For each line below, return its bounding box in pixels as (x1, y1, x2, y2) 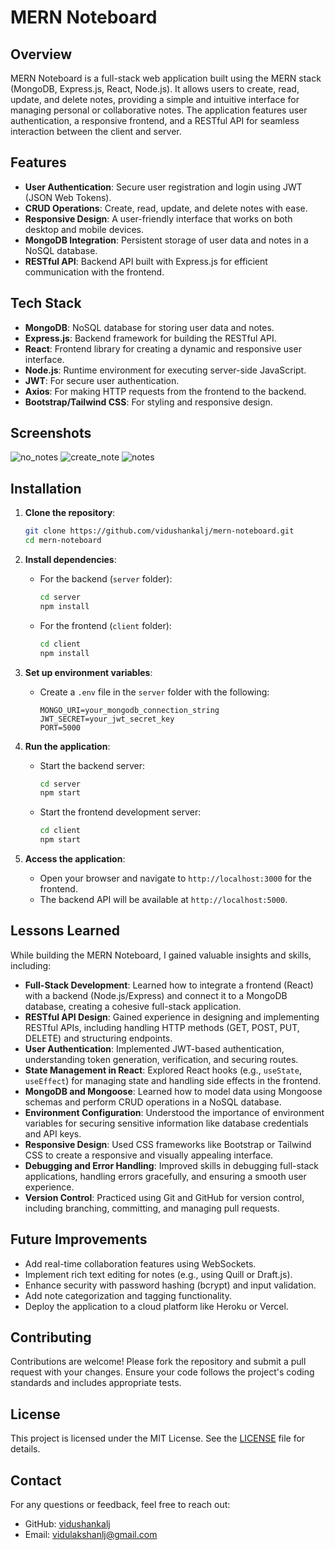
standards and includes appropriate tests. (10, 1377, 182, 1389)
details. (10, 1443, 41, 1455)
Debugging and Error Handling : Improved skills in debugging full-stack (24, 1159, 320, 1171)
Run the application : (24, 740, 111, 752)
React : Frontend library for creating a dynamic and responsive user (24, 342, 302, 355)
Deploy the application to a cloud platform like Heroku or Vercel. (24, 1300, 289, 1312)
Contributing (10, 1329, 92, 1346)
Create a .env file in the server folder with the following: (39, 686, 270, 698)
